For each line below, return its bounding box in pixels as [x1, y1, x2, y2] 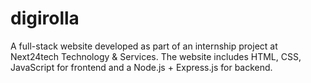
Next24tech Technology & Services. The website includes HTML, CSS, [10, 50, 302, 62]
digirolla [10, 7, 80, 30]
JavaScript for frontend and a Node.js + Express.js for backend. [10, 61, 273, 73]
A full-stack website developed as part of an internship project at [10, 40, 278, 52]
